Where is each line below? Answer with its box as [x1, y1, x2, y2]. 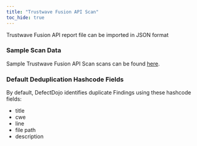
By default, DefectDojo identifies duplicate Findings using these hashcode [6, 89, 192, 96]
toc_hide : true [6, 15, 45, 21]
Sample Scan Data [6, 46, 62, 55]
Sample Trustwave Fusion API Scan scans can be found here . [6, 60, 160, 67]
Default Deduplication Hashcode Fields [6, 75, 124, 84]
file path [15, 127, 36, 134]
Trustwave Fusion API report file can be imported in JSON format [6, 31, 169, 38]
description [15, 133, 44, 140]
